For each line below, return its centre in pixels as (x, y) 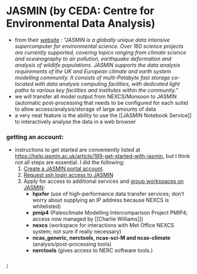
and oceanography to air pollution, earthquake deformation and (93, 59)
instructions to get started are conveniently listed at (77, 150)
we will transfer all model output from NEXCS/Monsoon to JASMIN (96, 96)
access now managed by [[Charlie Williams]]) (88, 219)
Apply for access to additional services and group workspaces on (104, 181)
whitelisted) (46, 207)
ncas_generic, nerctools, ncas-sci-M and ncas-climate (101, 238)
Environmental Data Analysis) (81, 23)
